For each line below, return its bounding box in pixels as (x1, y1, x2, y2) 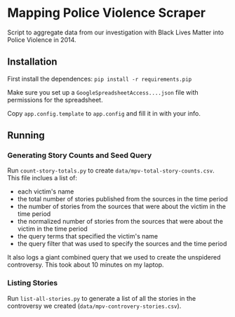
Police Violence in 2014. (7, 35, 76, 43)
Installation (7, 56, 58, 68)
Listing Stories (7, 278, 58, 288)
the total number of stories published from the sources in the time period (17, 195, 228, 203)
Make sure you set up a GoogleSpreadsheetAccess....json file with (7, 88, 199, 96)
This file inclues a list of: (7, 174, 78, 182)
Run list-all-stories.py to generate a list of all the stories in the (7, 294, 196, 302)
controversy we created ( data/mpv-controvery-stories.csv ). (7, 302, 182, 310)
